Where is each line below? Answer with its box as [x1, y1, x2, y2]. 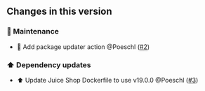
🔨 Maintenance [6, 27, 59, 36]
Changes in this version [6, 6, 113, 17]
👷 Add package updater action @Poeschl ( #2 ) [16, 42, 150, 51]
